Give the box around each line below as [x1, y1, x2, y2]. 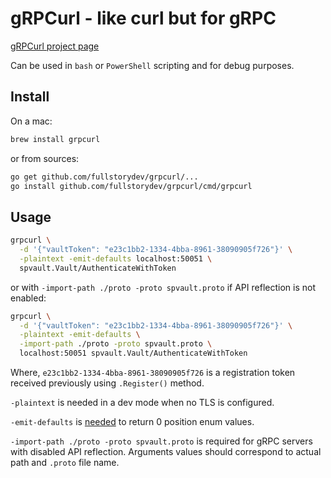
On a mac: [10, 115, 53, 127]
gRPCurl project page [10, 40, 100, 52]
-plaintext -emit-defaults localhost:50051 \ [19, 253, 213, 264]
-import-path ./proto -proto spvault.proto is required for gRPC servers [10, 435, 313, 447]
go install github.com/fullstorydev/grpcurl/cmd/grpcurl [10, 181, 253, 191]
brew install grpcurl [10, 134, 101, 144]
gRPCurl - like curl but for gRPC [10, 7, 277, 30]
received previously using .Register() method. [10, 377, 205, 389]
